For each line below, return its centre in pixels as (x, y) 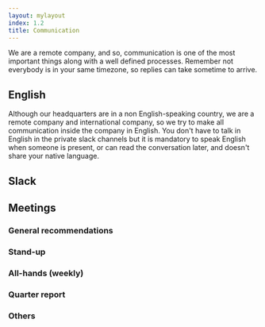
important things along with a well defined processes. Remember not (121, 61)
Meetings (33, 208)
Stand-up (27, 252)
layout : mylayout (37, 15)
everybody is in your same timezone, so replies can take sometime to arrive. (133, 70)
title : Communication (44, 30)
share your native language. (54, 156)
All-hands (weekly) (46, 273)
